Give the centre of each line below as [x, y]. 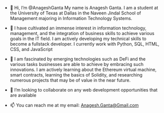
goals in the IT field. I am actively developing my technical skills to [78, 38]
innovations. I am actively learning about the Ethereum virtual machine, [83, 69]
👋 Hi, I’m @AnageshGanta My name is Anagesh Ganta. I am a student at [84, 8]
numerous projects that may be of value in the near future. [70, 80]
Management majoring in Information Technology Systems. [71, 18]
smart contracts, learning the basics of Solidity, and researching [76, 75]
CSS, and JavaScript [31, 49]
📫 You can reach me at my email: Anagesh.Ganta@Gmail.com [74, 105]
